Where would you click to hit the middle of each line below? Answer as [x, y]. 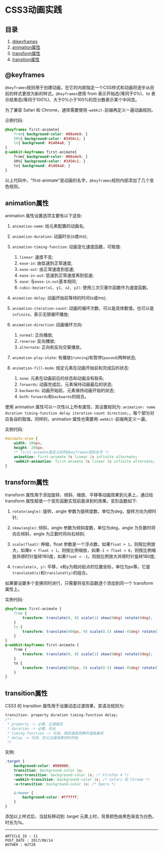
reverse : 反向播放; [37, 341]
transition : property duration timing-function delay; [62, 715]
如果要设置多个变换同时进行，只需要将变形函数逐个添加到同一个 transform [79, 583]
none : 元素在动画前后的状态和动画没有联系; [62, 378]
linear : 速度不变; [36, 257]
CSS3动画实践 [33, 10]
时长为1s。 [16, 822]
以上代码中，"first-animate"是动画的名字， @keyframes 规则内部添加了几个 [77, 180]
